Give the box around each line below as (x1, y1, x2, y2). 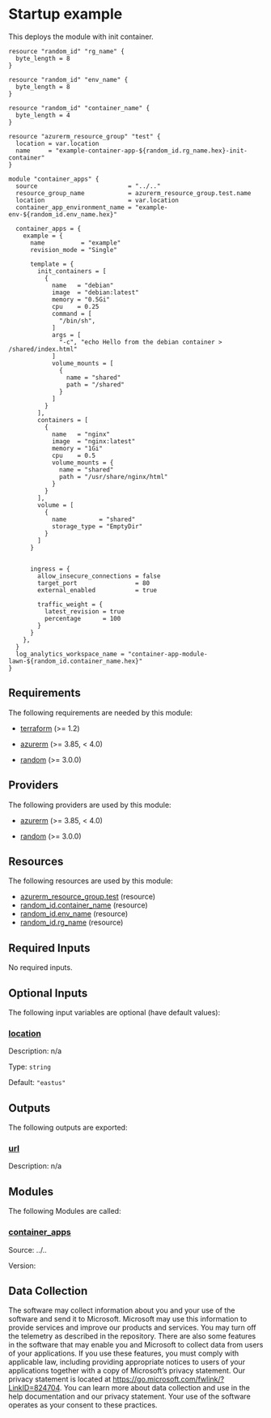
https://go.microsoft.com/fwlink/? (112, 1374, 225, 1384)
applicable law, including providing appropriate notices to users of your (8, 1357, 245, 1367)
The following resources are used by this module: (8, 876, 174, 886)
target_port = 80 (37, 579, 150, 587)
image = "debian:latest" (51, 288, 139, 297)
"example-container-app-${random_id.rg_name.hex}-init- (55, 147, 248, 155)
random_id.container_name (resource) (19, 900, 148, 910)
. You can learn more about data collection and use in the (59, 1383, 251, 1393)
